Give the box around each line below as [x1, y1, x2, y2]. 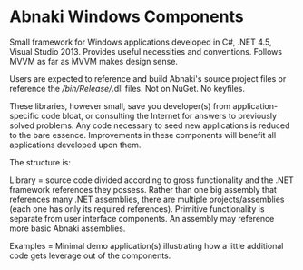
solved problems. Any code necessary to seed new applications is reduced [9, 120, 290, 131]
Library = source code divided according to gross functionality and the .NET [9, 175, 295, 185]
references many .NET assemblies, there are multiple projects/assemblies [9, 194, 285, 205]
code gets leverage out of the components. [9, 250, 171, 261]
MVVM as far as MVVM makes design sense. [9, 55, 179, 66]
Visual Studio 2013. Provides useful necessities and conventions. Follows [9, 45, 283, 56]
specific [9, 110, 40, 121]
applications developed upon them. [9, 139, 142, 150]
